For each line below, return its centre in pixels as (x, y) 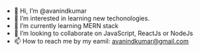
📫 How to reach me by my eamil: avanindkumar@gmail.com (101, 41)
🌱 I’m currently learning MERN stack (66, 26)
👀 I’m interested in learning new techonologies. (82, 18)
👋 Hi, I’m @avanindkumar (50, 11)
